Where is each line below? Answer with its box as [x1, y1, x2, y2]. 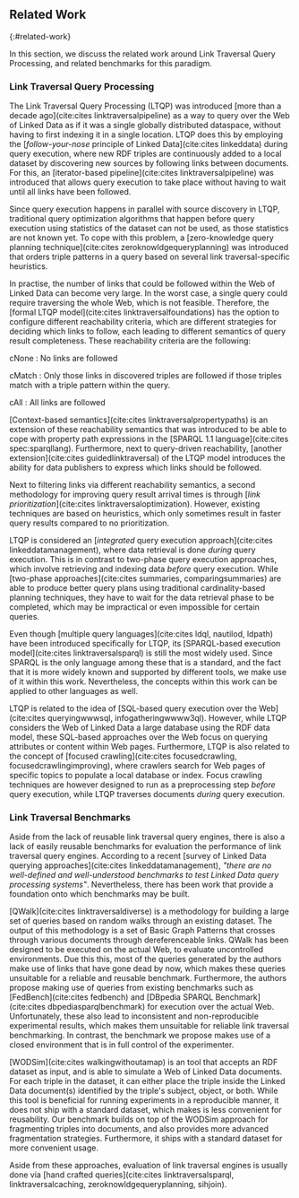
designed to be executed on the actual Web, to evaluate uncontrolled [9, 944, 264, 955]
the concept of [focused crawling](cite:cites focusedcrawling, [9, 751, 237, 761]
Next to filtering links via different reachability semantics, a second [9, 480, 256, 490]
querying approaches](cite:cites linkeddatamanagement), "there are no [9, 860, 272, 871]
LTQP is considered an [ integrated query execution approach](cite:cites [9, 535, 273, 546]
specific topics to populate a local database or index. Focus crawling [9, 770, 262, 781]
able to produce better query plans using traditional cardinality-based [9, 583, 266, 594]
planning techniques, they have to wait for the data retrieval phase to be [9, 592, 275, 603]
